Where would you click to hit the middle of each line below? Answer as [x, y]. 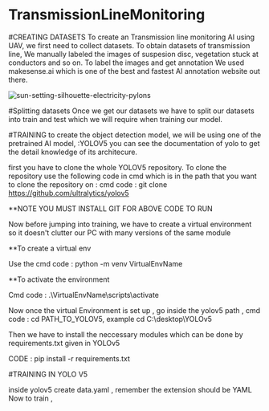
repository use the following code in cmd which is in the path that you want [132, 176]
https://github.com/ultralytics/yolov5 [69, 193]
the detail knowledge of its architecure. [73, 152]
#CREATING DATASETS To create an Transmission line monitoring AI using [132, 37]
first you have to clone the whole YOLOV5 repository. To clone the [118, 167]
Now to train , [31, 398]
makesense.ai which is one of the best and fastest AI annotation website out [134, 71]
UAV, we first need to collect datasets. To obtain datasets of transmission [129, 45]
